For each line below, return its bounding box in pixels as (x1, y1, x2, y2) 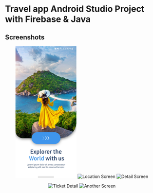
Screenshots (5, 33, 45, 41)
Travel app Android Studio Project (5, 3, 145, 15)
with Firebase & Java (5, 14, 91, 25)
